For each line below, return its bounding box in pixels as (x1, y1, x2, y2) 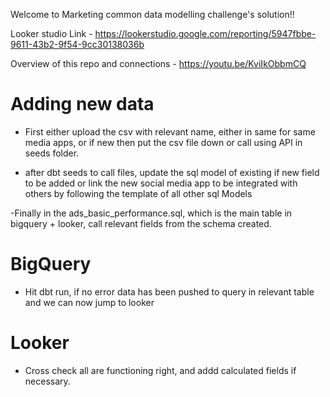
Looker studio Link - (10, 28, 93, 39)
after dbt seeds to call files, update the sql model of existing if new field (24, 166, 320, 178)
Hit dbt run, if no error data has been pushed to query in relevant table (24, 285, 315, 298)
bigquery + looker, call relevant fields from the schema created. (10, 217, 272, 229)
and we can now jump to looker (24, 296, 155, 308)
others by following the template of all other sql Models (24, 187, 253, 199)
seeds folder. (24, 147, 80, 159)
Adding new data (10, 93, 155, 116)
